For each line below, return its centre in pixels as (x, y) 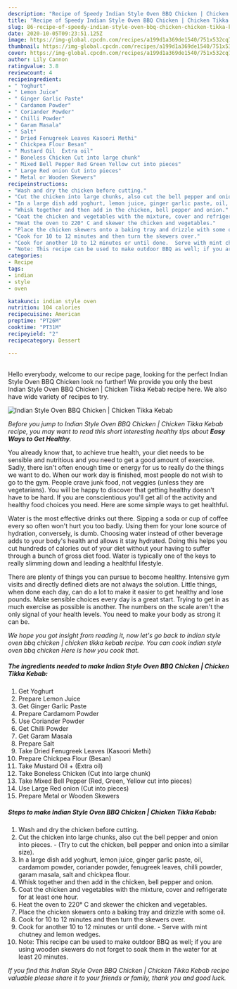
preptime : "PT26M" (35, 321)
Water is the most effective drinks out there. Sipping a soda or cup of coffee (118, 518)
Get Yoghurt (36, 691)
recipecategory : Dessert (44, 340)
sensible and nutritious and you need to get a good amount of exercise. (111, 460)
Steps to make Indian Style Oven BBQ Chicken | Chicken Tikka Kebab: (112, 812)
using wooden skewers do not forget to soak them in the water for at (117, 950)
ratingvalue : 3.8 (33, 66)
